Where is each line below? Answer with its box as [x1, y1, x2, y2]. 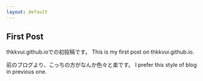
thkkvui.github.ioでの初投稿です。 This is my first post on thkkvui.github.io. [6, 48, 194, 55]
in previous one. [6, 68, 47, 76]
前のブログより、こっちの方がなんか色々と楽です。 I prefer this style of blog [6, 62, 197, 69]
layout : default [6, 9, 48, 15]
